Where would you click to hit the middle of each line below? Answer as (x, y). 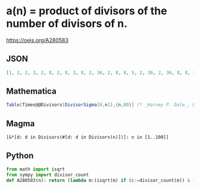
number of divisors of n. (67, 24)
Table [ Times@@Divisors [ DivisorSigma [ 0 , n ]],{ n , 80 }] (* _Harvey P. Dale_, (98, 105)
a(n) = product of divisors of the (87, 11)
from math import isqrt (36, 169)
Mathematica (31, 92)
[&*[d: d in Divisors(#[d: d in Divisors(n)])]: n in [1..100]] (87, 137)
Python (20, 155)
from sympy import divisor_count (48, 175)
